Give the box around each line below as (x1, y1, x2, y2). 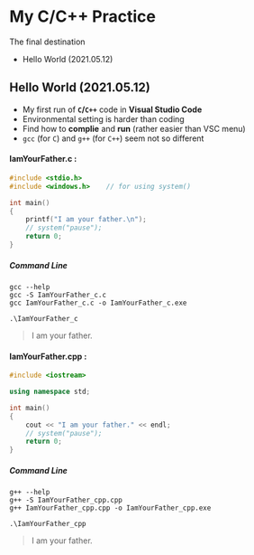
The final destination (9, 36, 86, 47)
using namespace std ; (9, 387, 91, 396)
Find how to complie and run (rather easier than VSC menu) (22, 123, 246, 134)
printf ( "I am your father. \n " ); (25, 215, 147, 224)
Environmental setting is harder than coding (22, 113, 185, 124)
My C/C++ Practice (9, 6, 156, 27)
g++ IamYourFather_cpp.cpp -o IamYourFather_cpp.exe (9, 503, 212, 513)
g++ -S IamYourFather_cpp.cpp (9, 495, 123, 505)
